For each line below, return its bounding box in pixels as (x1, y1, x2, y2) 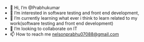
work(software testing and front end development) (9, 20, 114, 26)
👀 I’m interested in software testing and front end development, (9, 10, 140, 16)
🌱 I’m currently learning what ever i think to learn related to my (9, 15, 138, 21)
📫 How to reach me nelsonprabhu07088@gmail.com (9, 31, 119, 37)
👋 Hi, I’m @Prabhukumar (9, 5, 61, 10)
